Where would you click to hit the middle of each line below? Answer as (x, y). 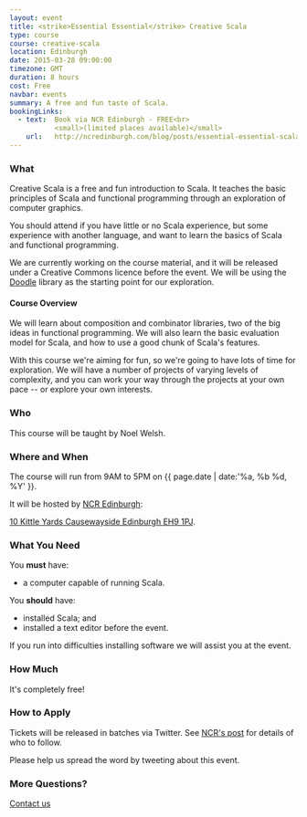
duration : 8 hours (44, 78)
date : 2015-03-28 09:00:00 (61, 60)
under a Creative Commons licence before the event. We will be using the (148, 272)
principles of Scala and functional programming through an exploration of (148, 198)
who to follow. (36, 742)
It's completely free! (47, 689)
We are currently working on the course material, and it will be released (144, 263)
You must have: (39, 565)
